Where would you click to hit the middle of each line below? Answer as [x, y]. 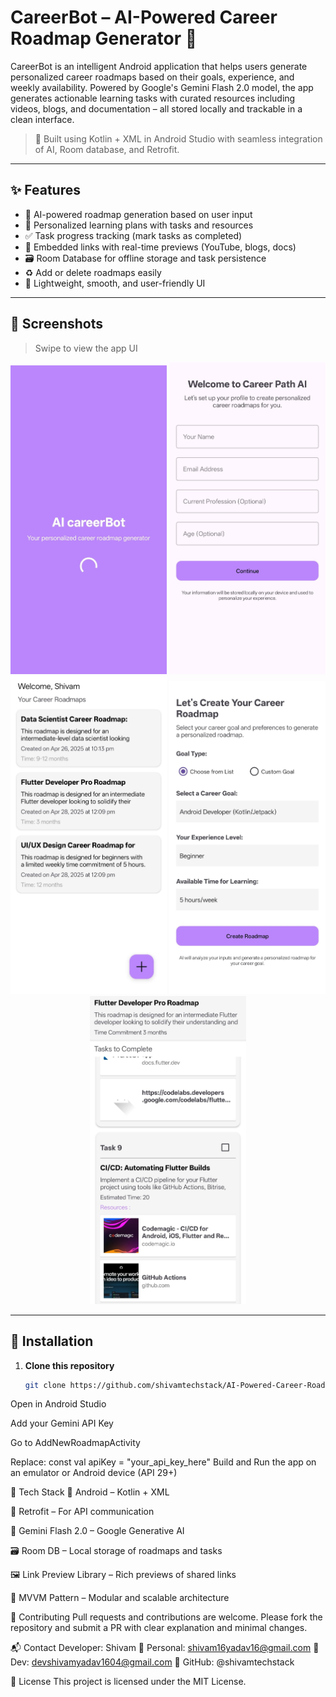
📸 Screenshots [57, 324]
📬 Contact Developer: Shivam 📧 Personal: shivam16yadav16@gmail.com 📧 [165, 1648]
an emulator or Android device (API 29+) [94, 1473]
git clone [45, 1385]
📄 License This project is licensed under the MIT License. [128, 1682]
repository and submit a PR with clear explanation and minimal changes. [159, 1628]
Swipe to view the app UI [86, 348]
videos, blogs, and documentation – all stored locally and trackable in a [156, 108]
